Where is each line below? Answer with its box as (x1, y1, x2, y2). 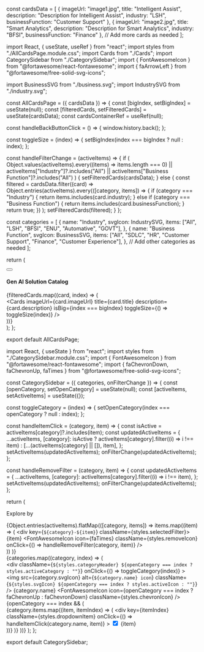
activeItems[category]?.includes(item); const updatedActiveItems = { (6, 429, 181, 437)
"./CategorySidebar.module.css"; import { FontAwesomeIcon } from (6, 354, 176, 362)
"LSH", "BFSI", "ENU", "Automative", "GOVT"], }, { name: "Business (6, 225, 175, 232)
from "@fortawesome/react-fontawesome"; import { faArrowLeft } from (6, 62, 187, 70)
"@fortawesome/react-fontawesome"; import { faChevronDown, (6, 361, 169, 368)
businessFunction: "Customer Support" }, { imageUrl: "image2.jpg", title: (6, 18, 189, 25)
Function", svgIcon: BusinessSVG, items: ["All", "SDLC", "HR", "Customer (6, 231, 190, 238)
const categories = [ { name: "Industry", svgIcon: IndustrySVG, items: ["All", (6, 219, 197, 225)
